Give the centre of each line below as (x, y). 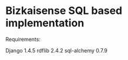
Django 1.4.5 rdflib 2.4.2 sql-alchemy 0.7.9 (57, 50)
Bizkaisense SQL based (64, 11)
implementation (45, 23)
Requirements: (23, 39)
